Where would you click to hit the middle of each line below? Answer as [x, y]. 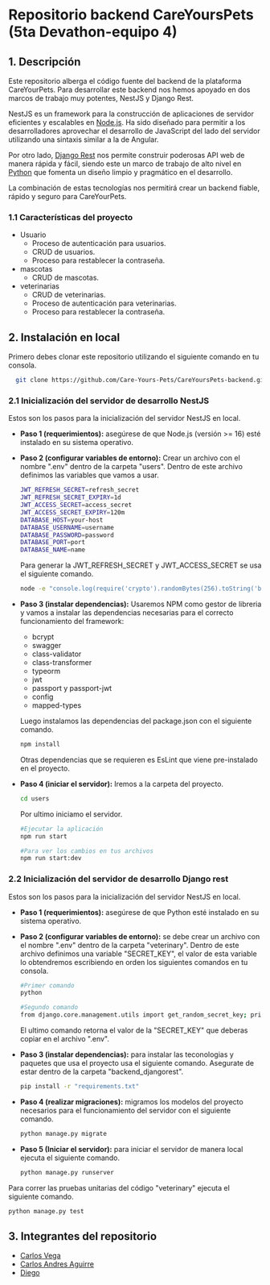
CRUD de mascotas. [65, 278]
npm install [40, 744]
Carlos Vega [41, 1256]
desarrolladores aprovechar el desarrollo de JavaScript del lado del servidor [134, 131]
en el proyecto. [45, 768]
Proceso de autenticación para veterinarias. [104, 303]
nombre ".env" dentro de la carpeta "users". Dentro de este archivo [131, 467]
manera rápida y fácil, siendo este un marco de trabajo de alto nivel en [125, 164]
